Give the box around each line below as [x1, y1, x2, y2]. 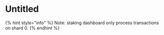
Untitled [5, 3, 39, 15]
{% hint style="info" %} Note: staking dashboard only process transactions [5, 20, 159, 26]
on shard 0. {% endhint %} [5, 25, 60, 31]
